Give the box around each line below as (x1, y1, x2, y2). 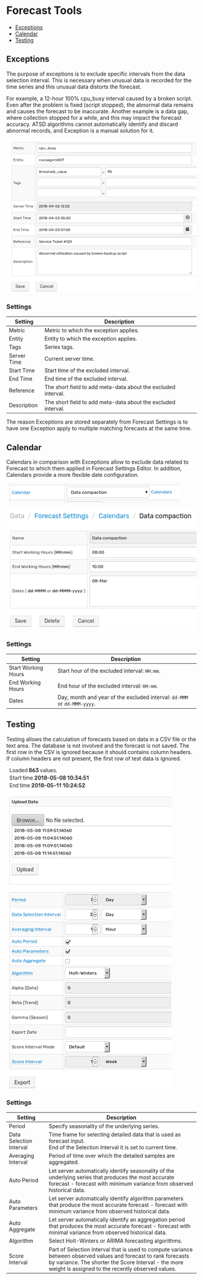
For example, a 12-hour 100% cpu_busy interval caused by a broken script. (6, 94, 193, 102)
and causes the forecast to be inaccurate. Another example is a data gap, (6, 107, 189, 115)
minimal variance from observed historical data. (48, 1229, 167, 1236)
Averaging (8, 1152, 34, 1160)
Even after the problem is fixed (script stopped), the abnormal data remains (6, 101, 194, 108)
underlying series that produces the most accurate (48, 1173, 175, 1181)
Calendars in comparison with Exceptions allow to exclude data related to (6, 458, 189, 466)
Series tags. (44, 343, 74, 351)
